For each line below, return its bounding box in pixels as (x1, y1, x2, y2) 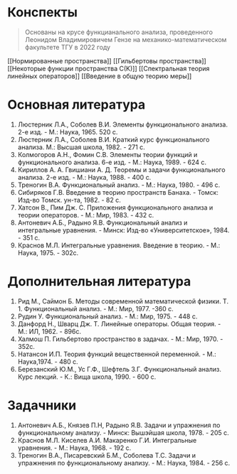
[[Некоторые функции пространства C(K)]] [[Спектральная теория (7, 64, 210, 72)
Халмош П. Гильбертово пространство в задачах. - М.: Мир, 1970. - (17, 335, 223, 343)
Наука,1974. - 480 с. (17, 357, 78, 366)
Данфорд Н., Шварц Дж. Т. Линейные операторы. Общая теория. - (17, 319, 221, 328)
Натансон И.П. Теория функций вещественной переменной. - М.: (17, 350, 217, 358)
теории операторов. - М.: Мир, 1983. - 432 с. (17, 210, 154, 219)
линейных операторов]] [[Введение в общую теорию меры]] (7, 72, 192, 80)
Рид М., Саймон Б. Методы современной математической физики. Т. (17, 296, 229, 306)
